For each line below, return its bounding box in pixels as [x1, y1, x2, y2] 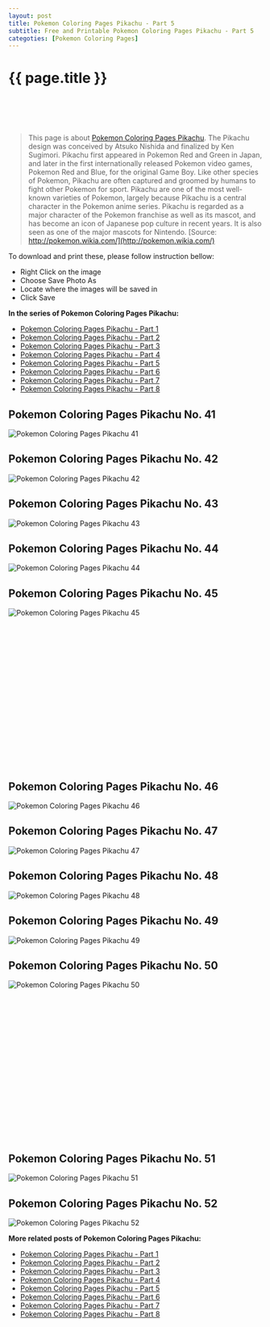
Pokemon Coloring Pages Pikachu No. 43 [8, 497, 219, 511]
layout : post [8, 11, 52, 20]
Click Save [19, 293, 56, 303]
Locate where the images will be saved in [19, 284, 158, 294]
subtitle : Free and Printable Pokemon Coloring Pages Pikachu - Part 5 [8, 27, 254, 35]
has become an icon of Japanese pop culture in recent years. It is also [27, 219, 262, 228]
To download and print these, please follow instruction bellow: [8, 252, 215, 261]
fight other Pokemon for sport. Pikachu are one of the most [27, 185, 225, 194]
